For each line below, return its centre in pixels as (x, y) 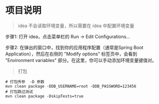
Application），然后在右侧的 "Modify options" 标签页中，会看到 (71, 54)
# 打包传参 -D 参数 (25, 82)
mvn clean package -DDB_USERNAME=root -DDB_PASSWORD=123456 (71, 86)
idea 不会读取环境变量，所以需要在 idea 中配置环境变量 (76, 26)
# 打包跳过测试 (19, 92)
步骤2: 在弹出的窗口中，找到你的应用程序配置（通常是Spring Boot (74, 47)
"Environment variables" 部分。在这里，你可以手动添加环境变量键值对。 (81, 60)
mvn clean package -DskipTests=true (44, 96)
